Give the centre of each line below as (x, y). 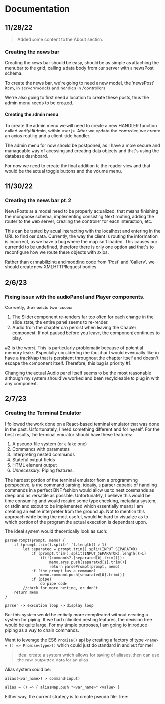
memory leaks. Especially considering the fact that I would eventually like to (82, 352)
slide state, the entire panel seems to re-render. (61, 322)
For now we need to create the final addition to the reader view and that (78, 165)
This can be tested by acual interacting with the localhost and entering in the (83, 231)
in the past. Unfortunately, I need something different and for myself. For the (82, 429)
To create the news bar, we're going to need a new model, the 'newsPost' (80, 83)
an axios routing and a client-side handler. (48, 136)
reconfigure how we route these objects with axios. (57, 252)
